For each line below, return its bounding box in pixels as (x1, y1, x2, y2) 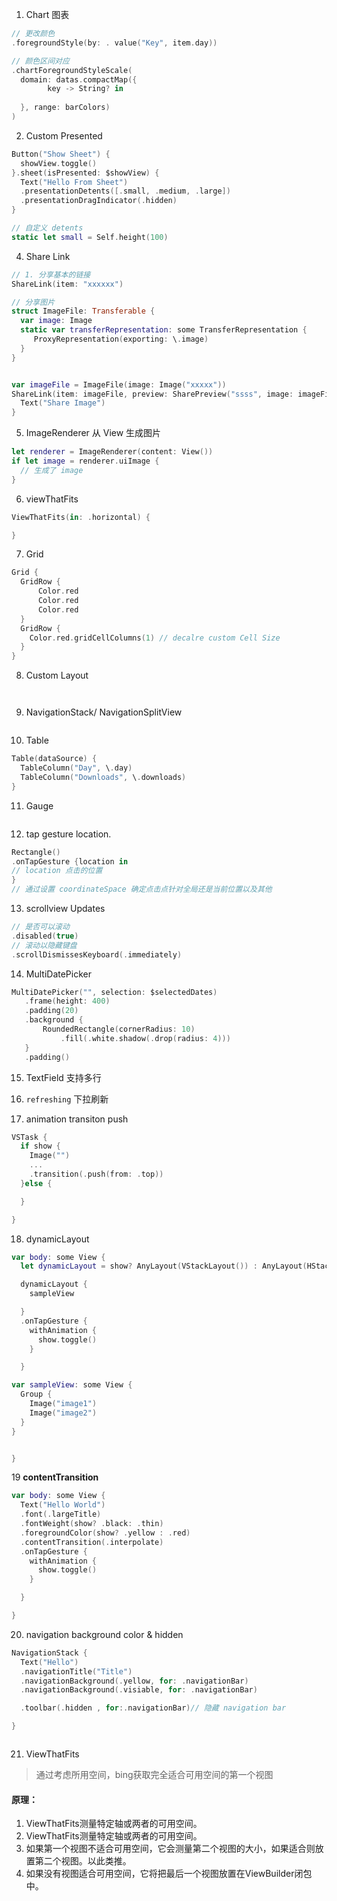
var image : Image (20, 316, 93, 326)
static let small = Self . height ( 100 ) (11, 232, 169, 242)
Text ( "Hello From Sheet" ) (20, 177, 129, 187)
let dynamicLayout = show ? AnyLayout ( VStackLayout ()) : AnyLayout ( (20, 1261, 308, 1272)
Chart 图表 (25, 9, 70, 20)
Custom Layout (25, 669, 89, 682)
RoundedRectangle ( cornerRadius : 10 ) (42, 1024, 196, 1034)
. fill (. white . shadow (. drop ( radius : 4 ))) (60, 1033, 231, 1043)
